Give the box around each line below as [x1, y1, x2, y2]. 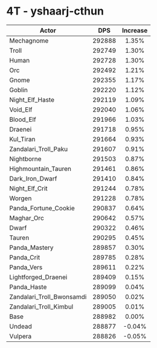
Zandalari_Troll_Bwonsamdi [9, 292, 87, 301]
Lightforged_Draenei [9, 273, 68, 281]
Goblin [9, 85, 28, 94]
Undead [9, 322, 32, 330]
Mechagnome [9, 36, 49, 45]
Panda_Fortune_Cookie [9, 204, 75, 212]
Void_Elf [9, 105, 33, 113]
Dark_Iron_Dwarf [9, 174, 57, 182]
